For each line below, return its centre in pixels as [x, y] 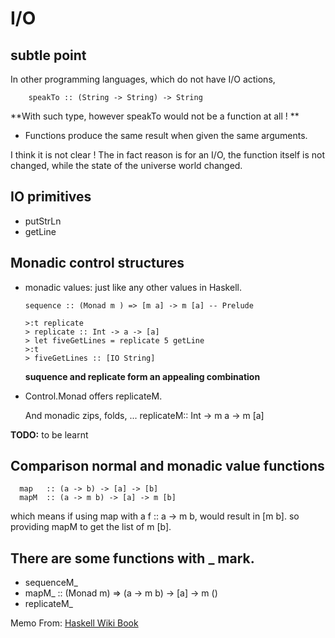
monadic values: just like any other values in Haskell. [133, 287]
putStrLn [43, 221]
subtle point [48, 55]
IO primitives [51, 197]
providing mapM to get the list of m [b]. [91, 527]
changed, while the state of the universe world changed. [126, 165]
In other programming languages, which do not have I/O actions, [143, 79]
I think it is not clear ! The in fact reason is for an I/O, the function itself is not [168, 155]
